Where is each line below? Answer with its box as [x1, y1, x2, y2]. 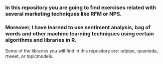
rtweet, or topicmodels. [5, 53, 54, 59]
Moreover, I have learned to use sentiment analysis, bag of [5, 24, 151, 31]
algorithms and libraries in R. [5, 36, 77, 43]
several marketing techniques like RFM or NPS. [5, 10, 122, 17]
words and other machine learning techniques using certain [5, 30, 154, 37]
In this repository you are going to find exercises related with [5, 4, 156, 11]
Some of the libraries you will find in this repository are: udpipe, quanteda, [5, 48, 158, 54]
